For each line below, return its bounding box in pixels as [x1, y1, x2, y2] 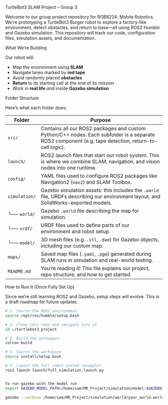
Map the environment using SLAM [12, 64, 83, 70]
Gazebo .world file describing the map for [40, 207, 139, 214]
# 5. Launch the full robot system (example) [5, 363, 101, 368]
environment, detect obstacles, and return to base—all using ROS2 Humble [5, 24, 160, 30]
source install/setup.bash [5, 354, 61, 359]
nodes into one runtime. [40, 164, 96, 171]
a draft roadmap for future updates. [5, 299, 78, 305]
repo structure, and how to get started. [40, 271, 131, 278]
